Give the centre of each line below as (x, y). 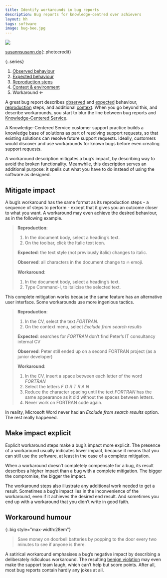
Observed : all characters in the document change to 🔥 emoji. (80, 262)
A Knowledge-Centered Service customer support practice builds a (74, 128)
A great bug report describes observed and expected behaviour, (71, 102)
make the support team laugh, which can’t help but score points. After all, (81, 565)
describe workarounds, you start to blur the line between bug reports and (81, 113)
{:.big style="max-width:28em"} (38, 529)
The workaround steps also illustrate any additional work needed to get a (80, 486)
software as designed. (28, 175)
